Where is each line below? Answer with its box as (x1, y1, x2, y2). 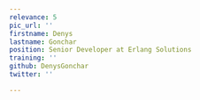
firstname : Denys (9, 29, 73, 38)
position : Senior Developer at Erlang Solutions (9, 46, 192, 54)
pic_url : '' (9, 21, 53, 30)
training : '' (9, 54, 58, 62)
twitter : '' (9, 70, 53, 79)
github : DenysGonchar (9, 62, 89, 71)
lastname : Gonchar (9, 37, 77, 46)
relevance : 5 (9, 12, 58, 22)
